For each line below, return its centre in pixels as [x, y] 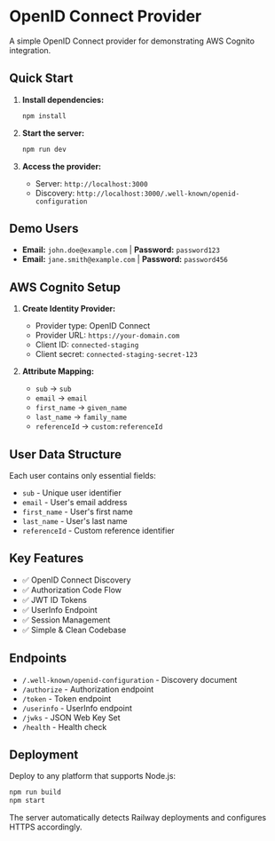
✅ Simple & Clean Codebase [74, 630]
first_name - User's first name [77, 512]
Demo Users [44, 228]
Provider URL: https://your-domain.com [107, 336]
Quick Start [41, 79]
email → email [61, 398]
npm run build [35, 792]
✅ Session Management [66, 620]
